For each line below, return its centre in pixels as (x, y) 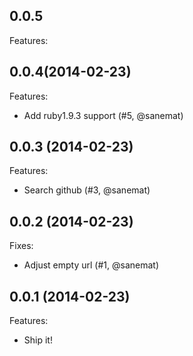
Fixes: (21, 246)
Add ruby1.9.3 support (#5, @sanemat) (103, 115)
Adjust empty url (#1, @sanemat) (91, 265)
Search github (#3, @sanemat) (87, 190)
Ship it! (38, 340)
